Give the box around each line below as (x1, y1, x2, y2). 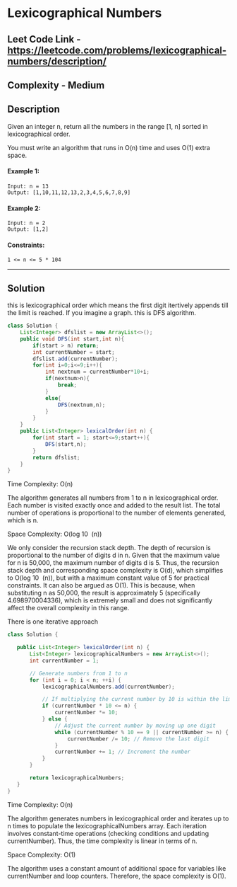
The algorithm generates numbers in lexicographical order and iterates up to (7, 814, 229, 823)
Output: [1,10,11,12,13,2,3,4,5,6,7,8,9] (7, 189, 131, 196)
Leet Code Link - (7, 33, 81, 45)
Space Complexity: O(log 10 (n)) (7, 530, 102, 539)
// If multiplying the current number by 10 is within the (42, 696, 219, 703)
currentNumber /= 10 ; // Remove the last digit (67, 735, 210, 743)
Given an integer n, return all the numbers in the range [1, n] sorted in (7, 122, 208, 130)
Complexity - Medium (7, 79, 105, 91)
